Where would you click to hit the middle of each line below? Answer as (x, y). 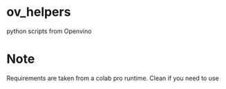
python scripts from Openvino (49, 31)
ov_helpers (39, 12)
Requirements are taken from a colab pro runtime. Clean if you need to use (113, 78)
